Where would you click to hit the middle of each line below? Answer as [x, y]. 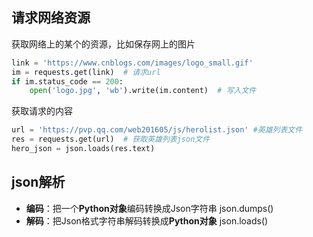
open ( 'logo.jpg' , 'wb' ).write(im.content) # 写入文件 [143, 91]
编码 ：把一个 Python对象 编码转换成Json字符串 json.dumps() [149, 208]
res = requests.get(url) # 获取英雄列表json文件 [111, 139]
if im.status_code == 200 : [67, 81]
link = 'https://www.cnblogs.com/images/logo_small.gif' [132, 63]
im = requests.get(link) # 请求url [86, 72]
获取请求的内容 [42, 111]
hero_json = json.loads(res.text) [83, 149]
